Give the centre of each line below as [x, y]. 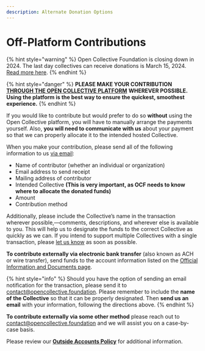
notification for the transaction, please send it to [67, 285]
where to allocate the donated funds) [63, 191]
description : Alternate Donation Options [60, 12]
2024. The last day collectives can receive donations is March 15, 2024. [96, 65]
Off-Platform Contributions [76, 42]
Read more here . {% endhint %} [46, 72]
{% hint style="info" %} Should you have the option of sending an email [96, 278]
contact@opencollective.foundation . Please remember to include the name [101, 292]
